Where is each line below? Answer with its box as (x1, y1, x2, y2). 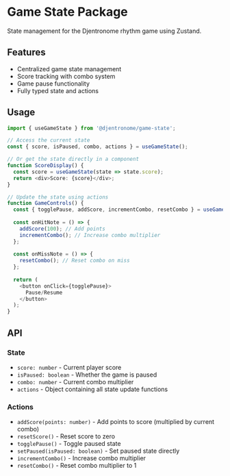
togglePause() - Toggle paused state (16, 440, 121, 448)
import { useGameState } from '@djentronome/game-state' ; (7, 125, 176, 131)
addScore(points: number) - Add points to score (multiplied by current (16, 418, 214, 426)
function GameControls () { (7, 200, 84, 207)
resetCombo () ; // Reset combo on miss (19, 258, 130, 264)
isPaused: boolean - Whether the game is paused (16, 371, 157, 379)
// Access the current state (7, 137, 90, 144)
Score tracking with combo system (16, 72, 116, 80)
